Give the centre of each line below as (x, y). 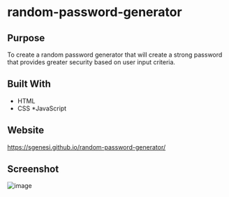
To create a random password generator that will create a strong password (115, 54)
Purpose (26, 38)
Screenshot (33, 169)
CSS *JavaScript (42, 108)
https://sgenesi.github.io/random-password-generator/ (87, 147)
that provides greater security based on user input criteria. (91, 62)
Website (25, 130)
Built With (29, 84)
